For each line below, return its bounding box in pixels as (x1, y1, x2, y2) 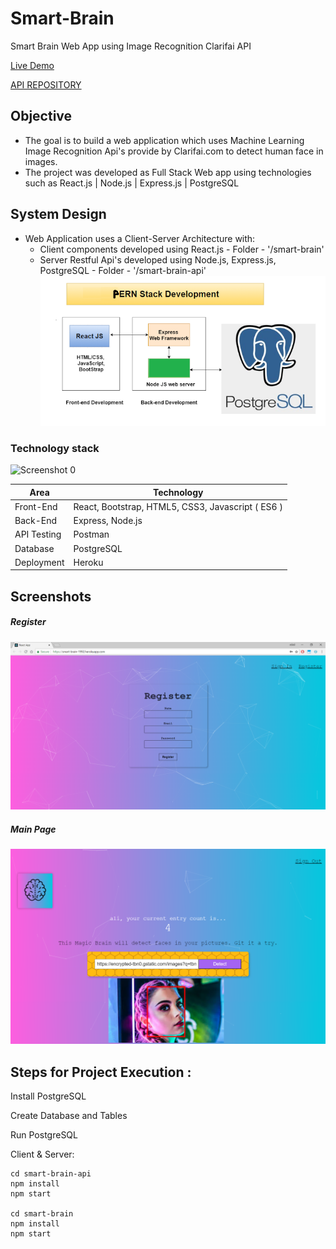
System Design (10, 206, 107, 223)
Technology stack (10, 441, 100, 455)
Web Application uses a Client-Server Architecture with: (24, 232, 256, 244)
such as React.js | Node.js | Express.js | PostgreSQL (24, 177, 240, 189)
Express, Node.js (73, 515, 143, 527)
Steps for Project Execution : (10, 1063, 192, 1081)
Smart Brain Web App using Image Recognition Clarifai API (10, 40, 252, 52)
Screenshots (10, 588, 92, 605)
